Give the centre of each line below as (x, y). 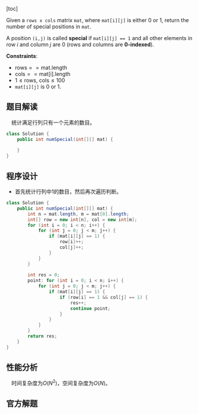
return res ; (43, 336)
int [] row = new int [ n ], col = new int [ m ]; (82, 220)
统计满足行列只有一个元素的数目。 (53, 122)
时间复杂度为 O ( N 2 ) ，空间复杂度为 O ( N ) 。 (61, 383)
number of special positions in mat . (49, 27)
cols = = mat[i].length (42, 74)
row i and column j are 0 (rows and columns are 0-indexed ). (80, 45)
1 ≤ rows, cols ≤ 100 (40, 80)
